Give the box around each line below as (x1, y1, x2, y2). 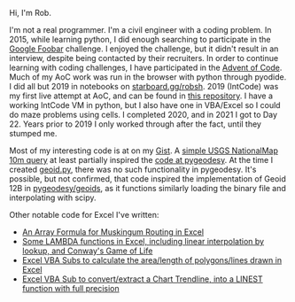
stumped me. (9, 128, 58, 138)
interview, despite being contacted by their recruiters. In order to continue (9, 53, 279, 63)
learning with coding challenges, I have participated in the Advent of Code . (9, 62, 283, 73)
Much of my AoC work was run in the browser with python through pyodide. (9, 72, 287, 82)
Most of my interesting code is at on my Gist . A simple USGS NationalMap (9, 145, 279, 156)
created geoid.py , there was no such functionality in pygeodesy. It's (9, 164, 257, 174)
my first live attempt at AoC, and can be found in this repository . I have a (9, 90, 273, 101)
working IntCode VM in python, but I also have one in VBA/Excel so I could (9, 100, 281, 110)
